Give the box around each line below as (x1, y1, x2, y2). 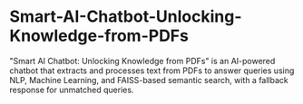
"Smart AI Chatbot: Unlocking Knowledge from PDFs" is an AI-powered (9, 55, 276, 66)
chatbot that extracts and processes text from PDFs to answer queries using (9, 65, 295, 76)
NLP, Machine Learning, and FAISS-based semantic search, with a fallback (9, 74, 288, 85)
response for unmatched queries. (9, 84, 134, 95)
